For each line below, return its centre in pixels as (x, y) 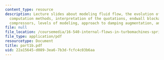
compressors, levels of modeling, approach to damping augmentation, (82, 23)
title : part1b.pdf (24, 45)
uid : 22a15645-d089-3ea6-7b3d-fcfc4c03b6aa (50, 50)
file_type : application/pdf (34, 37)
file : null (16, 28)
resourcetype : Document (29, 41)
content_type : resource (29, 9)
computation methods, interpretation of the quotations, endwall (77, 18)
